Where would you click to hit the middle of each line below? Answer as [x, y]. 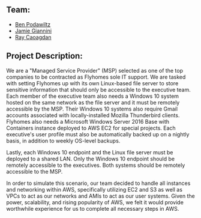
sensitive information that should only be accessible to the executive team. [98, 89]
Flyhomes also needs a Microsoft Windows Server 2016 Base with [88, 121]
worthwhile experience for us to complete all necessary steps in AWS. [93, 208]
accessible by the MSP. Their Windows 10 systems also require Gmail [92, 109]
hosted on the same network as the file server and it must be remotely [93, 102]
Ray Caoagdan [33, 37]
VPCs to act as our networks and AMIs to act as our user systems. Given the [100, 196]
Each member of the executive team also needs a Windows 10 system [92, 96]
